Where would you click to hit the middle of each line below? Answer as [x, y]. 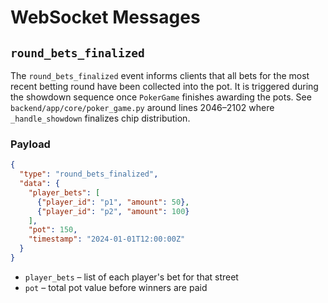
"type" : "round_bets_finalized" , [89, 174]
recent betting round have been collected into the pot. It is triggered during [164, 86]
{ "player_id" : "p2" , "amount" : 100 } [113, 211]
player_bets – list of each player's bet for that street [131, 277]
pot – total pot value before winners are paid [116, 287]
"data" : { [39, 184]
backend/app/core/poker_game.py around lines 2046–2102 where [142, 107]
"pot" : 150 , [53, 230]
